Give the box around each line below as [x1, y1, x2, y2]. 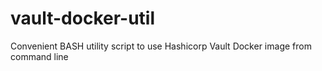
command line [10, 50, 69, 62]
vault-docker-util [10, 7, 156, 30]
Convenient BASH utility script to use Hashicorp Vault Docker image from [10, 40, 312, 52]
